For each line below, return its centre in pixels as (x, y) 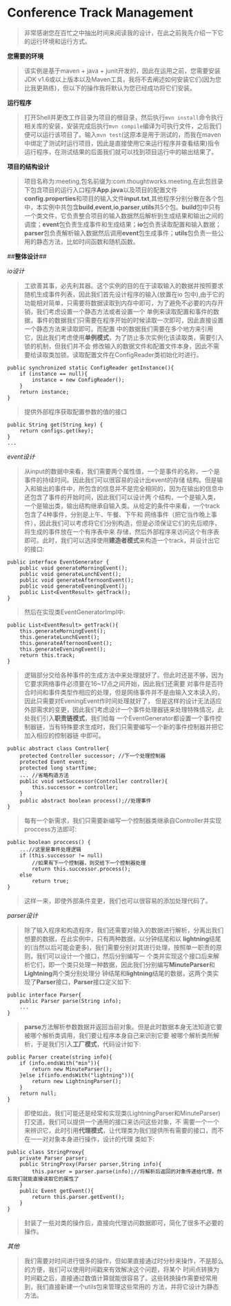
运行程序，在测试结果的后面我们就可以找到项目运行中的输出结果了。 (121, 152)
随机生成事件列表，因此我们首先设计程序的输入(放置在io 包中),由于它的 (124, 294)
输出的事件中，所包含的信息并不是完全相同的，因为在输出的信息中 (130, 488)
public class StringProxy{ (46, 1152)
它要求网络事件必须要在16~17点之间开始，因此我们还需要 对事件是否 (120, 683)
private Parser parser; (54, 1158)
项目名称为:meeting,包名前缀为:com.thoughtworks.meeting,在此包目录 (123, 181)
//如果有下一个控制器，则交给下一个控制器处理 (89, 863)
